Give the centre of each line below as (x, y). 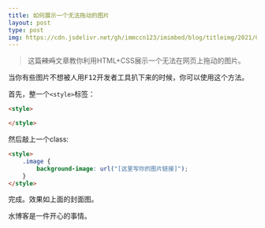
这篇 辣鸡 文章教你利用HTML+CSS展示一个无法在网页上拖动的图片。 (136, 61)
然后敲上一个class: (39, 139)
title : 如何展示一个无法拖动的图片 (59, 15)
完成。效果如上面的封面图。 (53, 199)
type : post (26, 30)
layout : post (30, 23)
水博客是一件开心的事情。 (50, 216)
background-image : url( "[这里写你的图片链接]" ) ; (112, 169)
